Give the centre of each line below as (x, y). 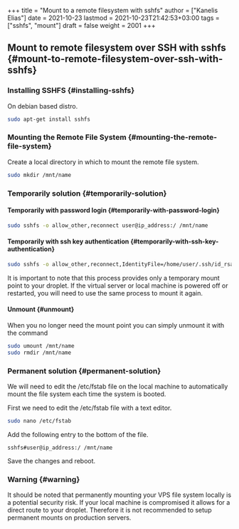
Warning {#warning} (44, 479)
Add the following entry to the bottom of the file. (78, 434)
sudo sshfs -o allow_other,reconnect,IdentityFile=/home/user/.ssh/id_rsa (121, 264)
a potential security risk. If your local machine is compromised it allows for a (119, 503)
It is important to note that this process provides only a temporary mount (114, 278)
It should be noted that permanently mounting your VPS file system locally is (119, 495)
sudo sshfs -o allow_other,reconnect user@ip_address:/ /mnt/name (108, 225)
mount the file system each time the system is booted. (87, 394)
